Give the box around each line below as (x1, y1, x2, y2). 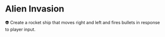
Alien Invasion (5, 3, 65, 14)
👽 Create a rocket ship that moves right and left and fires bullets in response (5, 19, 161, 25)
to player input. (5, 26, 36, 32)
